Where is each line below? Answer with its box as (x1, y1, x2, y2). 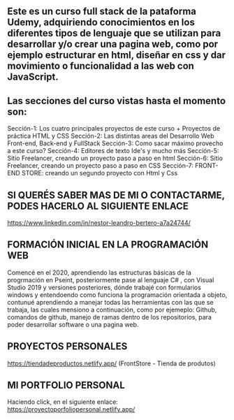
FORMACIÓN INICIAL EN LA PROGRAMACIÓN (7, 239, 209, 251)
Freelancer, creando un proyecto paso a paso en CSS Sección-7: (7, 161, 194, 170)
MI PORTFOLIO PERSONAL (7, 379, 126, 391)
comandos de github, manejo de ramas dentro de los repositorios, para (7, 312, 212, 321)
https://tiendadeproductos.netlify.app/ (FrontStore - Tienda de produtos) (7, 359, 217, 368)
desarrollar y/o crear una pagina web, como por (7, 38, 219, 50)
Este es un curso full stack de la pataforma (7, 6, 197, 17)
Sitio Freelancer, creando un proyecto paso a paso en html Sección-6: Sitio (7, 154, 224, 163)
